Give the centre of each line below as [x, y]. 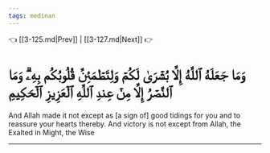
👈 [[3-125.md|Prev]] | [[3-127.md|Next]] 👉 [81, 39]
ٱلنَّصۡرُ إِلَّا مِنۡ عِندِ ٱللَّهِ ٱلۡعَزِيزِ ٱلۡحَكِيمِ [90, 92]
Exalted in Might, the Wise [51, 132]
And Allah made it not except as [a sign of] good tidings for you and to [125, 115]
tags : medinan [32, 16]
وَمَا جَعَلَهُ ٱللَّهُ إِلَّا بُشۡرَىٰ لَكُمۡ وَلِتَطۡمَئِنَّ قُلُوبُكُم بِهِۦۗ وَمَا [127, 74]
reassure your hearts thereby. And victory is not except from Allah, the [125, 124]
